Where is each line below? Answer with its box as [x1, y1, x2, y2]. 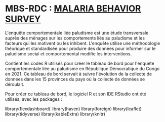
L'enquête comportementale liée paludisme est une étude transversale [5, 30, 149, 36]
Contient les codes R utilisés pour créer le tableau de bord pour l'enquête [5, 60, 155, 66]
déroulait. [5, 81, 25, 87]
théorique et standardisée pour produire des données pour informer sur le [5, 45, 156, 51]
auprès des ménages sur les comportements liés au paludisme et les [5, 35, 145, 41]
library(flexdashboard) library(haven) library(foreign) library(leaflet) [5, 106, 142, 112]
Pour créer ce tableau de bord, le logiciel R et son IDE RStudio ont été [5, 91, 147, 97]
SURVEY [5, 13, 41, 25]
